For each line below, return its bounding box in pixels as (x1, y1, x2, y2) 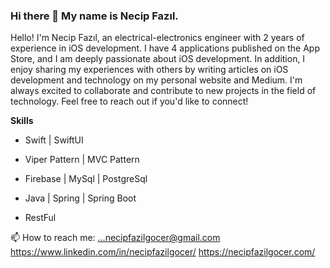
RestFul (24, 212, 57, 224)
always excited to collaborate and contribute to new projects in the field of (10, 85, 317, 97)
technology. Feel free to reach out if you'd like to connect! (10, 95, 249, 108)
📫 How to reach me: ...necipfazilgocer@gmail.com (10, 232, 221, 244)
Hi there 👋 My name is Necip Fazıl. (10, 9, 179, 23)
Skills (10, 115, 34, 127)
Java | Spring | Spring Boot (24, 192, 137, 204)
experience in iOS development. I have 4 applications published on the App (10, 42, 320, 54)
